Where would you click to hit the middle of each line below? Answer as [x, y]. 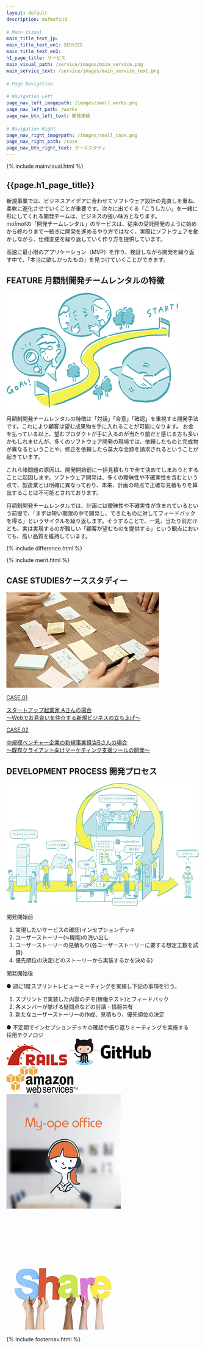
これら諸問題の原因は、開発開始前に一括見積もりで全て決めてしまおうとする [103, 469]
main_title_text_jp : [33, 39]
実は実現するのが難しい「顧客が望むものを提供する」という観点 [103, 528]
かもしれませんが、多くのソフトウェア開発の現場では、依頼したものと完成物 [103, 441]
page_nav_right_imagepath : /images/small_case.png [72, 135]
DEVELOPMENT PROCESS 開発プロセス [82, 771]
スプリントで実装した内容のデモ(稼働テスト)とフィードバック [92, 999]
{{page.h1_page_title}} [51, 185]
